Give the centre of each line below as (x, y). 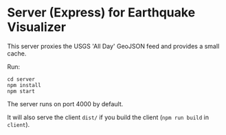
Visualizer (37, 27)
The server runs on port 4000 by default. (65, 103)
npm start (21, 91)
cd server (21, 79)
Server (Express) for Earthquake (101, 13)
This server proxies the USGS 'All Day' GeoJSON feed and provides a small (113, 46)
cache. (17, 53)
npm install (24, 85)
